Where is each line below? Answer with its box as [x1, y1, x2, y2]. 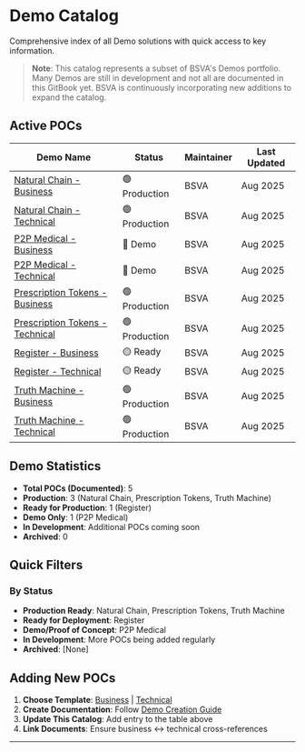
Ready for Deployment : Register [22, 615, 145, 626]
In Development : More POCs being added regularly [22, 634, 216, 646]
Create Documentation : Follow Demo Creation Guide [22, 704, 222, 715]
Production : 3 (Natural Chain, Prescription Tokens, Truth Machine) [22, 492, 272, 503]
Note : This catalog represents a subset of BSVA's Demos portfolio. [31, 63, 281, 74]
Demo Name [35, 151, 92, 164]
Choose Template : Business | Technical [22, 695, 172, 706]
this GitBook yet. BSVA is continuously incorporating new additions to [31, 82, 292, 93]
